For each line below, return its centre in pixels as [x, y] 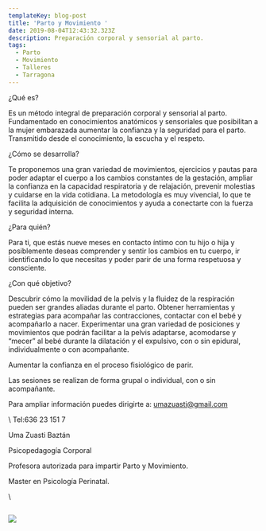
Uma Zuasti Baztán [39, 435]
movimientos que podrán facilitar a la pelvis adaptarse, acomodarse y [122, 332]
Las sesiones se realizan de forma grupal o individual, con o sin [112, 380]
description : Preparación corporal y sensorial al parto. [106, 38]
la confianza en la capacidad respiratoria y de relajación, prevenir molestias [132, 186]
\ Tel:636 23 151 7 [37, 420]
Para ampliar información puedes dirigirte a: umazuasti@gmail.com [118, 404]
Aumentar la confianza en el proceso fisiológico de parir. [101, 365]
